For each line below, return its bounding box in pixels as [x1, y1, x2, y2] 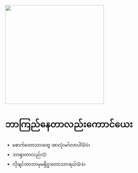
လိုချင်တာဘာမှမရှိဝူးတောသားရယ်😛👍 [12, 161, 86, 167]
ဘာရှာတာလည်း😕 [12, 151, 47, 157]
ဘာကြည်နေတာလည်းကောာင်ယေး [5, 119, 133, 130]
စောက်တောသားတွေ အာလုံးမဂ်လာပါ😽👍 [12, 142, 90, 148]
